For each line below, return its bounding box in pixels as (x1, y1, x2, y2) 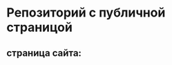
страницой (6, 19, 73, 35)
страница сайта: (6, 47, 82, 59)
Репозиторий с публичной (6, 5, 166, 21)
